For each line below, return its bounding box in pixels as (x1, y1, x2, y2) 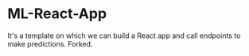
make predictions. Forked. (7, 39, 93, 48)
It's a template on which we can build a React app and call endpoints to (7, 31, 241, 40)
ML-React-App (7, 5, 107, 23)
